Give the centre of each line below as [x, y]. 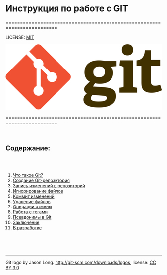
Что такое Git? [28, 175]
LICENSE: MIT [20, 37]
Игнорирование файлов [38, 191]
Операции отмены [32, 207]
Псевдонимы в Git [32, 217]
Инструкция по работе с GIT [67, 9]
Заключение [26, 223]
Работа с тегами [30, 212]
